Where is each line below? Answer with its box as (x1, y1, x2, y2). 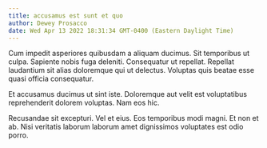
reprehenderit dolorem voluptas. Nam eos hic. (8, 98, 160, 108)
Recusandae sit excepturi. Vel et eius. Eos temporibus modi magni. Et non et (8, 114, 259, 123)
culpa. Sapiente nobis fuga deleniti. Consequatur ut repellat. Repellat (8, 57, 234, 66)
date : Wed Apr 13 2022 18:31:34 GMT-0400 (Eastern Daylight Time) (8, 26, 234, 34)
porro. (8, 130, 29, 140)
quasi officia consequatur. (8, 74, 94, 84)
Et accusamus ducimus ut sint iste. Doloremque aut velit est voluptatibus (8, 90, 248, 99)
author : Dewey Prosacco (8, 19, 88, 27)
